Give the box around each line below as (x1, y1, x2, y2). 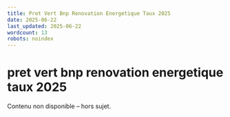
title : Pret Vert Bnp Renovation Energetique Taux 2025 (7, 10, 171, 17)
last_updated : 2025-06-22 (7, 23, 81, 29)
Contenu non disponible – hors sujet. (7, 102, 112, 110)
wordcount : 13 (7, 29, 48, 36)
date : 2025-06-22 (7, 16, 57, 23)
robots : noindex (7, 36, 54, 42)
